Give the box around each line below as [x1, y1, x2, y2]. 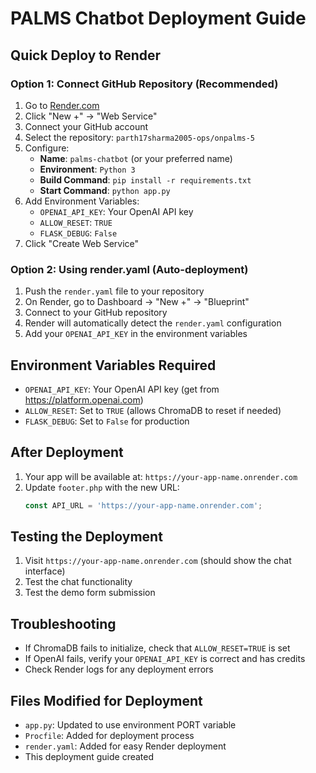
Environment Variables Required [10, 357, 217, 374]
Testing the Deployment [10, 528, 163, 546]
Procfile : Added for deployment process [24, 730, 195, 742]
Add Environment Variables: [24, 195, 140, 207]
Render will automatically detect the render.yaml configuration [24, 317, 282, 329]
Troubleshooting [10, 615, 117, 632]
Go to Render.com [24, 99, 100, 111]
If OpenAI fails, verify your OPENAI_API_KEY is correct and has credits [24, 653, 306, 665]
